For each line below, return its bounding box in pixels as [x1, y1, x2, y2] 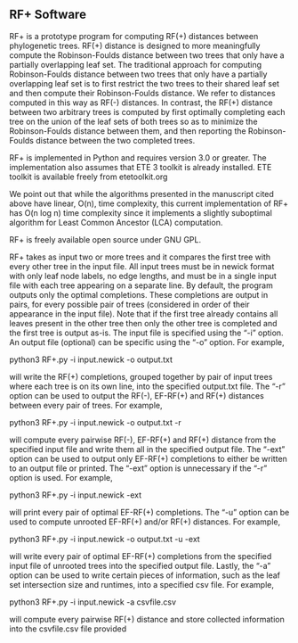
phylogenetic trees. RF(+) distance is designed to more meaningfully [9, 40, 261, 51]
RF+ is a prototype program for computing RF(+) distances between [9, 30, 259, 41]
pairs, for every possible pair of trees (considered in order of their [9, 299, 251, 309]
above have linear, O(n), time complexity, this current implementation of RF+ [9, 198, 289, 209]
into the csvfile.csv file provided [9, 623, 127, 634]
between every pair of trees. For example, [9, 400, 163, 410]
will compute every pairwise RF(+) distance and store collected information [9, 614, 285, 624]
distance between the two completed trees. [35, 135, 196, 145]
